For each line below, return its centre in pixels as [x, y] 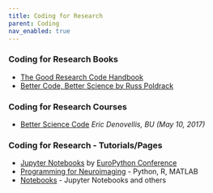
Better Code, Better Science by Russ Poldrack [97, 85]
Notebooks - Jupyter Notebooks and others [93, 180]
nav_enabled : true [39, 31]
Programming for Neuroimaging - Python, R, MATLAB [109, 172]
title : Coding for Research [56, 16]
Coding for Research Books [64, 59]
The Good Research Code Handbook [82, 77]
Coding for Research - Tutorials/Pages [85, 145]
